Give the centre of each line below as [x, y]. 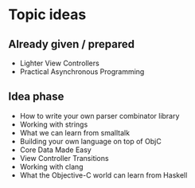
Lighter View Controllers [59, 63]
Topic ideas [47, 15]
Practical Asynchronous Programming [82, 72]
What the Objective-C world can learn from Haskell [103, 175]
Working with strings [54, 124]
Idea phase [36, 97]
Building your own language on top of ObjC [90, 141]
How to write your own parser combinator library [99, 116]
